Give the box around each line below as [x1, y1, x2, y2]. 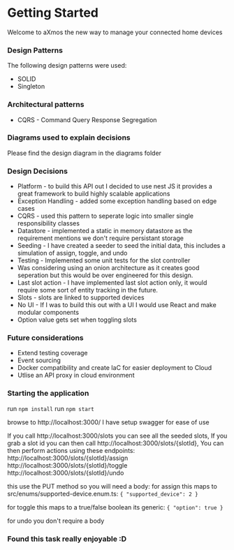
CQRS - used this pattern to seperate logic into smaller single [17, 211, 194, 221]
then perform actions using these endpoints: [7, 446, 135, 454]
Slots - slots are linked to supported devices [17, 293, 145, 302]
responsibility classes [17, 219, 80, 228]
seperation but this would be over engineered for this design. [17, 271, 193, 280]
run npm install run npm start [7, 404, 94, 412]
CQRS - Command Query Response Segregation [17, 115, 157, 124]
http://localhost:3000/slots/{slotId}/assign [7, 454, 129, 462]
